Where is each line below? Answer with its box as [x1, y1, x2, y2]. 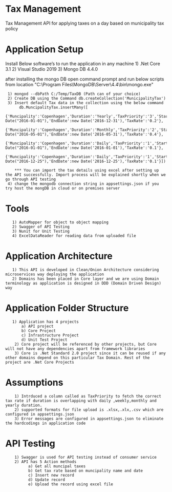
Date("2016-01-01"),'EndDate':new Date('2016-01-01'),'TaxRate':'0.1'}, [5, 145, 164, 150]
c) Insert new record [28, 472, 74, 478]
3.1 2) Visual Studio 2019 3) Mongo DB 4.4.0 [5, 66, 98, 72]
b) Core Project [21, 328, 56, 333]
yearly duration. [5, 403, 42, 408]
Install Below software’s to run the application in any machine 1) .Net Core [5, 60, 160, 67]
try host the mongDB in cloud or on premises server [5, 185, 120, 191]
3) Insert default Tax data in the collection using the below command [7, 100, 164, 105]
